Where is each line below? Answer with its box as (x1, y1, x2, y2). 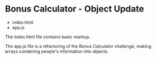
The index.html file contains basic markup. (5, 34, 91, 40)
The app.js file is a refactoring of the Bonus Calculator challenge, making (5, 43, 152, 49)
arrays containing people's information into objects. (5, 48, 109, 54)
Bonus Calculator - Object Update (5, 3, 144, 15)
